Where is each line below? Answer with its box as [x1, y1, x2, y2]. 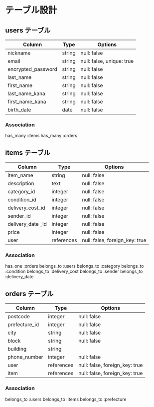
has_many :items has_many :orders [5, 133, 78, 139]
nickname [7, 49, 31, 56]
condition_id [7, 196, 36, 203]
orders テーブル [5, 289, 54, 298]
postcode [7, 313, 30, 320]
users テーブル [5, 26, 51, 34]
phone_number [7, 354, 43, 361]
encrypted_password [7, 66, 57, 72]
